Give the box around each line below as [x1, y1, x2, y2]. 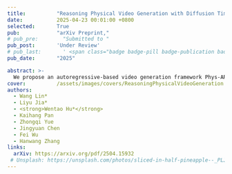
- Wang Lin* [13, 93, 48, 100]
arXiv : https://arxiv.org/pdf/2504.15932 [13, 151, 135, 157]
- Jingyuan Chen [13, 124, 60, 131]
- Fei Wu [13, 131, 39, 138]
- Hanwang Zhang [13, 138, 60, 144]
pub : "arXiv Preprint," [7, 29, 110, 36]
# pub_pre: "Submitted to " [7, 36, 110, 43]
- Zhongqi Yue [13, 118, 54, 125]
